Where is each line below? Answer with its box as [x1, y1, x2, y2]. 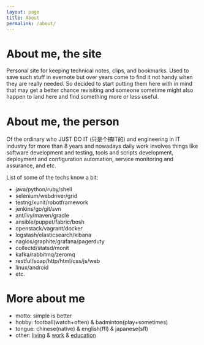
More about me [6, 292, 85, 306]
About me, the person [6, 115, 119, 129]
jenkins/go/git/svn [15, 205, 61, 213]
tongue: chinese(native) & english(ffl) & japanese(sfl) [15, 325, 149, 333]
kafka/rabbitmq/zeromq [15, 251, 75, 258]
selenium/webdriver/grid [15, 192, 78, 200]
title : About [6, 15, 40, 21]
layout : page [6, 9, 40, 15]
